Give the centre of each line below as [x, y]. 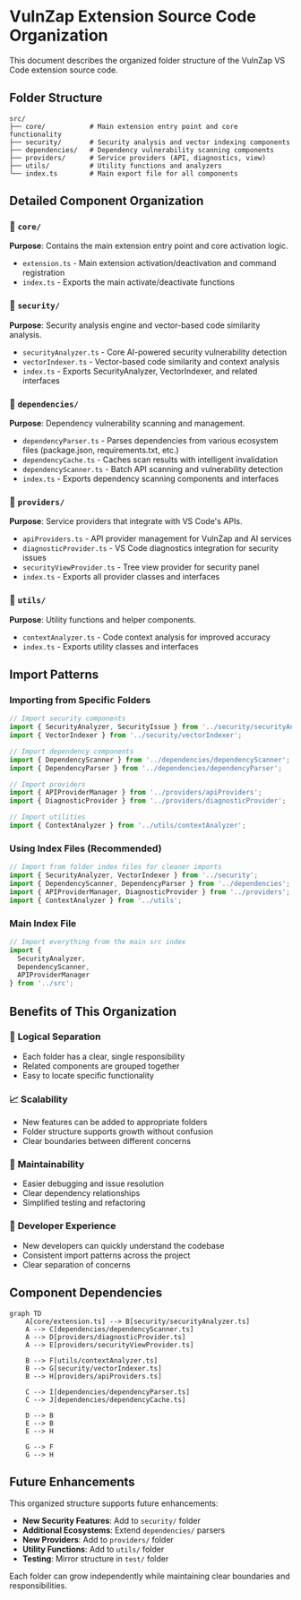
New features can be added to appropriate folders [115, 1123]
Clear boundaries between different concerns [106, 1141]
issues [34, 558]
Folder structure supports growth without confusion [117, 1131]
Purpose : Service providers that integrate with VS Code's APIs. [126, 521]
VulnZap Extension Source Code [133, 17]
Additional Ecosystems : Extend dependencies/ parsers [124, 1530]
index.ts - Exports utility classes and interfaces [110, 646]
